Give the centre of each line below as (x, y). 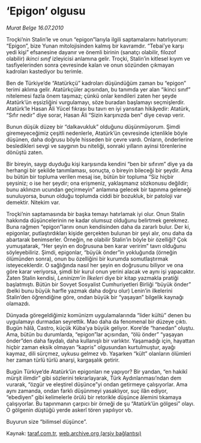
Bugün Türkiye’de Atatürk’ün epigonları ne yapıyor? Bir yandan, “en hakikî (97, 371)
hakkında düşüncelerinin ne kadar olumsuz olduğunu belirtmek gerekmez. (98, 220)
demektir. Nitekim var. (33, 202)
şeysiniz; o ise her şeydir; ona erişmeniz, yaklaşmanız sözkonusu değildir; (97, 183)
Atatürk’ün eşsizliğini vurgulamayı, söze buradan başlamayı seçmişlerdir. (96, 102)
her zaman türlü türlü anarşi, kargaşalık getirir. (63, 360)
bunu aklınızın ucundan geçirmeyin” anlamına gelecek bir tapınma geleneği (99, 189)
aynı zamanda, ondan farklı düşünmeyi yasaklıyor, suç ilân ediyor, (87, 391)
